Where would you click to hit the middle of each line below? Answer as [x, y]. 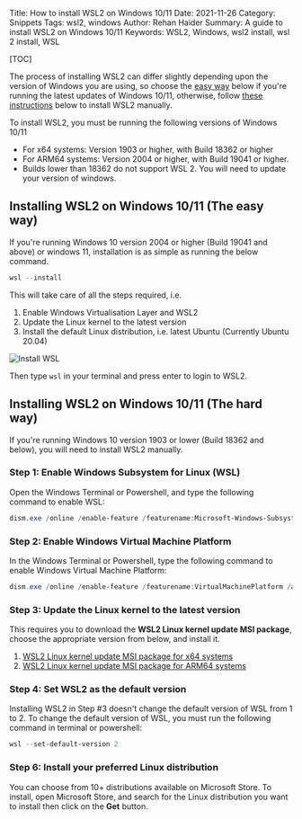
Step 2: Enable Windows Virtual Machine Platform [120, 541]
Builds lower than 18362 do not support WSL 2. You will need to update [154, 169]
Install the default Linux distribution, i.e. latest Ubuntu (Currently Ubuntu [155, 331]
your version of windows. [69, 178]
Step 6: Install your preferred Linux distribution [114, 768]
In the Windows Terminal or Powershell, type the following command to [141, 560]
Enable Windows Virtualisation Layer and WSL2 [110, 312]
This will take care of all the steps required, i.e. [96, 295]
